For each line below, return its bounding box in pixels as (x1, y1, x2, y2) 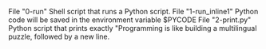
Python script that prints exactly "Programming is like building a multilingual (8, 24, 257, 32)
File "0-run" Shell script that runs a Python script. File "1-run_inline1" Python (8, 7, 259, 16)
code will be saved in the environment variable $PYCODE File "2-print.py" (8, 15, 252, 24)
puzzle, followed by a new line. (8, 32, 110, 41)
